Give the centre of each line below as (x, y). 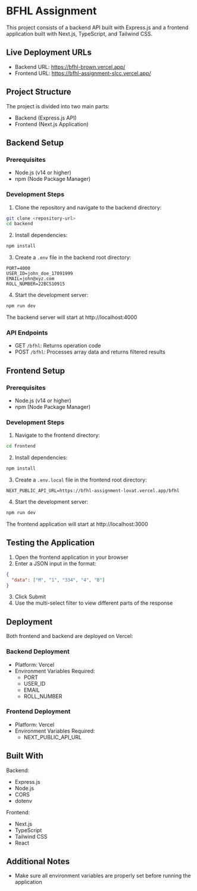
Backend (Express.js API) (46, 118)
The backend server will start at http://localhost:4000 (72, 317)
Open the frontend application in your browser (72, 557)
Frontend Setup (36, 371)
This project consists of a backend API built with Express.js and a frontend (97, 27)
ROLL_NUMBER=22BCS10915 (36, 284)
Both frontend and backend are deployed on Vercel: (70, 636)
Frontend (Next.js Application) (51, 124)
